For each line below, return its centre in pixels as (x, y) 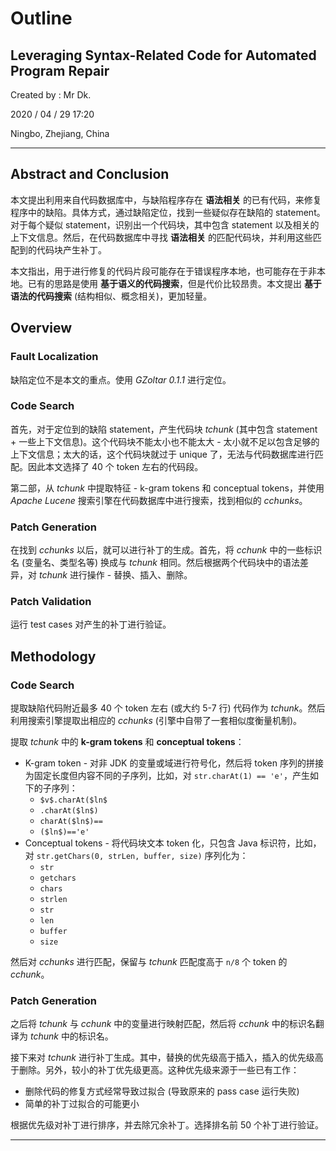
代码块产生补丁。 (71, 249)
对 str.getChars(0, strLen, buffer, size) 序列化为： (136, 856)
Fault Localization (54, 357)
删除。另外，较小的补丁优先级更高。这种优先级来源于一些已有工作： (159, 1070)
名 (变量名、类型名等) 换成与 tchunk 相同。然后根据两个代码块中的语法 (155, 563)
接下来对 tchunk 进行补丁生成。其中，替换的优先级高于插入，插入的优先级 (162, 1058)
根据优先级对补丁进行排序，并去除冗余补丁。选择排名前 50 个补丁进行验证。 (167, 1125)
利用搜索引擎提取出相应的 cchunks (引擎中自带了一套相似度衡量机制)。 (156, 721)
